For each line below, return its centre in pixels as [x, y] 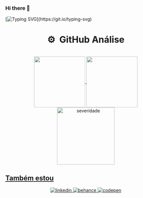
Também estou [30, 178]
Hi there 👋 [18, 8]
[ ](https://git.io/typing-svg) [49, 19]
